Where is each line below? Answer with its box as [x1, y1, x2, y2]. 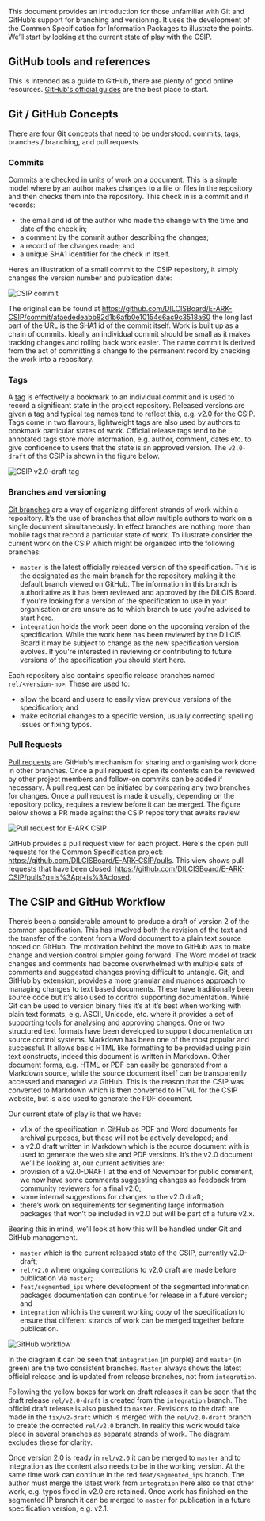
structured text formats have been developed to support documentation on [8, 1026, 253, 1035]
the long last [212, 312, 253, 322]
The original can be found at [8, 303, 100, 313]
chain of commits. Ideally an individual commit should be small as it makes [8, 329, 251, 338]
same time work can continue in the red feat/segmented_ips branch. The [8, 1469, 244, 1479]
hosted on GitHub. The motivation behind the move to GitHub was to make [8, 941, 251, 951]
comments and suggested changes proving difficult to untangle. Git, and [8, 967, 244, 976]
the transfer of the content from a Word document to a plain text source [8, 933, 242, 943]
